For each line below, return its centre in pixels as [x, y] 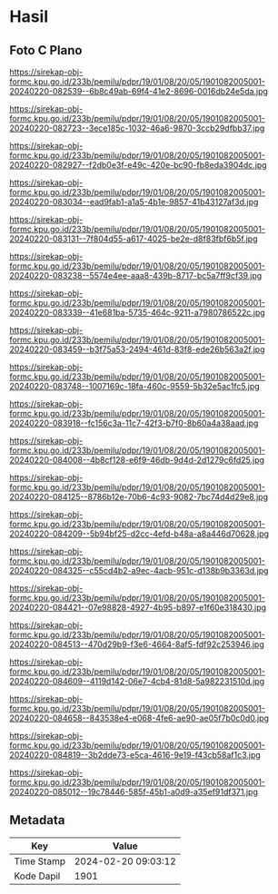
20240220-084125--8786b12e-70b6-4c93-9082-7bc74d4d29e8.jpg [139, 497]
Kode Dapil [37, 876]
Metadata [37, 820]
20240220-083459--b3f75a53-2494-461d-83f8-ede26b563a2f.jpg [137, 349]
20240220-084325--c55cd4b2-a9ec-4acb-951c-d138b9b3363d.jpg [139, 570]
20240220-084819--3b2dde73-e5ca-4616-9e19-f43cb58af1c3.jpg [135, 755]
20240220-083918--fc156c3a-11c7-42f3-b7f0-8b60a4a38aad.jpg [134, 423]
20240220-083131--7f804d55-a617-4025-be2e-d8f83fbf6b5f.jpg [134, 239]
